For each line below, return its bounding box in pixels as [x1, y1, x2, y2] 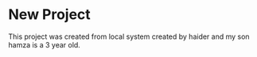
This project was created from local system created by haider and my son [8, 32, 250, 41]
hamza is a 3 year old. [8, 40, 81, 49]
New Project [8, 6, 92, 24]
